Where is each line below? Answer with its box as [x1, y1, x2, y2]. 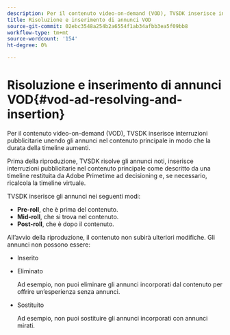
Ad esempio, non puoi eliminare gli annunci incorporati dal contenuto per [16, 280, 223, 288]
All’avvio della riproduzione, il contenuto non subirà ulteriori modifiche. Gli [7, 233, 216, 241]
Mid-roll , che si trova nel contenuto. [16, 212, 119, 221]
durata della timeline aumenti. [7, 143, 91, 151]
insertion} [7, 107, 65, 122]
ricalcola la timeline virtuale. [7, 179, 86, 187]
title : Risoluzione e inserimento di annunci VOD [7, 16, 152, 23]
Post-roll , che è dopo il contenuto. [16, 220, 114, 228]
